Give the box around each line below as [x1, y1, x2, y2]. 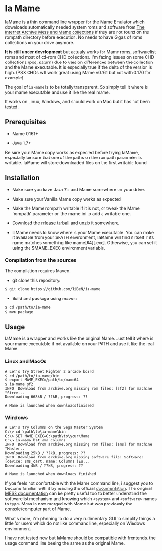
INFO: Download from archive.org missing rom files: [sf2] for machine [5, 386, 152, 391]
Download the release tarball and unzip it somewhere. [12, 220, 120, 226]
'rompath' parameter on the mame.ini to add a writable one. [12, 210, 131, 216]
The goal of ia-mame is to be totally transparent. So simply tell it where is [5, 84, 148, 90]
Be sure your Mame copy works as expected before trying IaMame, [5, 149, 139, 155]
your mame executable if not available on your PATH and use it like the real [5, 341, 154, 346]
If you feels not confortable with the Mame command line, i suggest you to [5, 480, 153, 486]
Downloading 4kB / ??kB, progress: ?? [5, 463, 83, 468]
